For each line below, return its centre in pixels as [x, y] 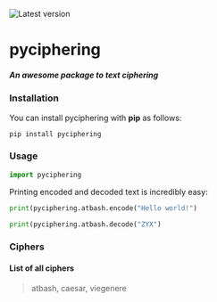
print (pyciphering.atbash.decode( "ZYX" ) [86, 224]
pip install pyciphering [55, 134]
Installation [34, 98]
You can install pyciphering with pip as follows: [96, 118]
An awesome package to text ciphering [84, 75]
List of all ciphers [42, 268]
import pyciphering [46, 175]
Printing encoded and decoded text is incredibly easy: [108, 192]
